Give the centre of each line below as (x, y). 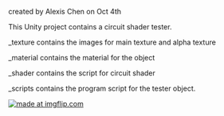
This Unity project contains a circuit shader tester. (90, 27)
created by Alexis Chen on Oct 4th (65, 12)
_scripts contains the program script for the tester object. (102, 88)
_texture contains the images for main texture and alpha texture (112, 42)
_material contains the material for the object (82, 58)
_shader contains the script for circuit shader (82, 73)
